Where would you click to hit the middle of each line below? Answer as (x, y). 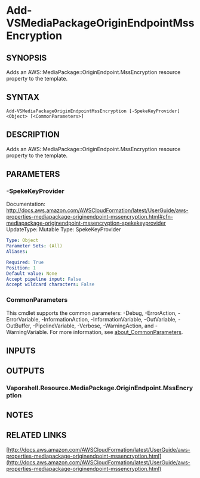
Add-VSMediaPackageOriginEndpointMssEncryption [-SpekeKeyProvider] (93, 111)
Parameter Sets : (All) (34, 246)
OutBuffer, (19, 326)
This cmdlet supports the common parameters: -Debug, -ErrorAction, (92, 313)
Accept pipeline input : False (44, 279)
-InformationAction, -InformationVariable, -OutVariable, (109, 319)
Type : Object (22, 240)
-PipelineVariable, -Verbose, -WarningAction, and (93, 326)
